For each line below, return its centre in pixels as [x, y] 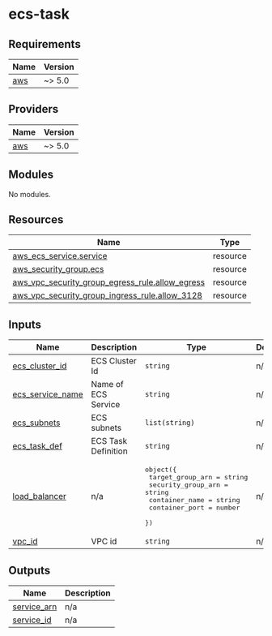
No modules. [30, 194]
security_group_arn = [189, 485]
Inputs [25, 324]
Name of [107, 385]
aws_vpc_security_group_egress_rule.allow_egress [108, 282]
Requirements [45, 44]
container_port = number [194, 508]
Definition [109, 451]
